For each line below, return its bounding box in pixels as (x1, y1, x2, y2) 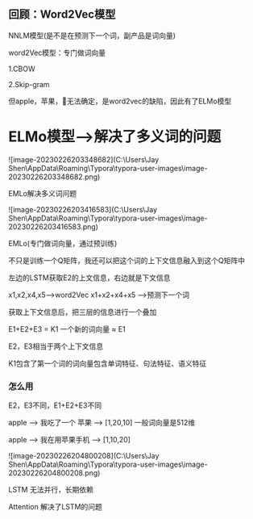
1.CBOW (8, 64, 35, 73)
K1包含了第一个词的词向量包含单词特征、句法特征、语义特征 (8, 358, 207, 368)
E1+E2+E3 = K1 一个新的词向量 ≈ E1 (8, 324, 126, 333)
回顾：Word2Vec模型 (8, 7, 116, 22)
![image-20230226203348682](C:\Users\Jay (8, 154, 160, 164)
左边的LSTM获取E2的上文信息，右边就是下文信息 (8, 273, 171, 283)
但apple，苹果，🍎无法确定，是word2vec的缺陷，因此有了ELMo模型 (8, 96, 232, 106)
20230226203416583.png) (8, 221, 99, 232)
